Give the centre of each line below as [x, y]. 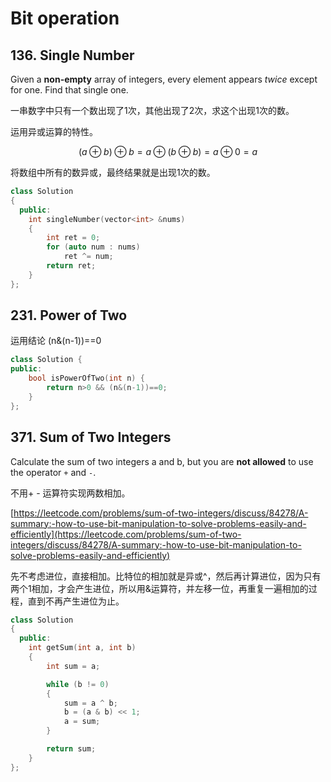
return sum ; [71, 749]
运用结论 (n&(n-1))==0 [56, 341]
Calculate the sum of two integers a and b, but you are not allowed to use [162, 461]
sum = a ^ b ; [90, 703]
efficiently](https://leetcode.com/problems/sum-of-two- [126, 534]
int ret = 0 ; [73, 238]
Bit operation [65, 18]
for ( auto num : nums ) [93, 247]
